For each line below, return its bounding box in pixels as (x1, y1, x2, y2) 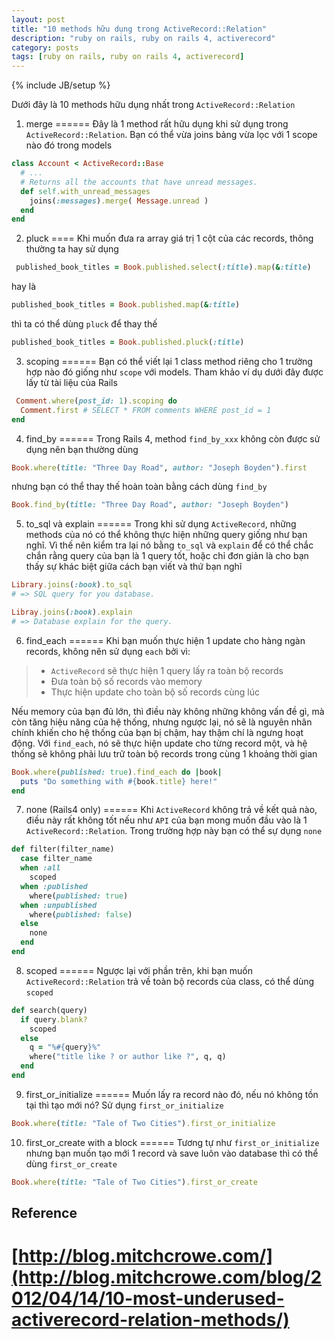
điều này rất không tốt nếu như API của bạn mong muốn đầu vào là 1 (25, 814, 308, 826)
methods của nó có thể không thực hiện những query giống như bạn (25, 529, 308, 541)
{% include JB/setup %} (11, 79, 111, 91)
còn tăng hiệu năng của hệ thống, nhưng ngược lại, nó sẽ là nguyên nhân (11, 716, 313, 728)
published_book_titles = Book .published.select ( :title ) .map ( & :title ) (15, 262, 312, 273)
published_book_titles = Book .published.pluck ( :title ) (11, 337, 245, 347)
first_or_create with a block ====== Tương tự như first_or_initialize (25, 1136, 320, 1148)
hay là (11, 281, 36, 293)
